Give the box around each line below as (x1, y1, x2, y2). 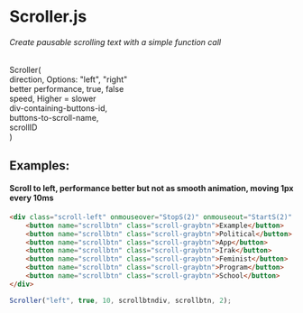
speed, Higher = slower (9, 93, 96, 105)
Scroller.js (9, 6, 87, 27)
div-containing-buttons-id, (9, 103, 108, 114)
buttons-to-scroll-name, (9, 113, 99, 124)
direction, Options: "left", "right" (9, 74, 128, 85)
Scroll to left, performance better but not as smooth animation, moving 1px (9, 183, 294, 194)
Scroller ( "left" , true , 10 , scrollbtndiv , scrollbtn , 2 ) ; (9, 296, 232, 305)
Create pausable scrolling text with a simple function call (9, 36, 222, 47)
